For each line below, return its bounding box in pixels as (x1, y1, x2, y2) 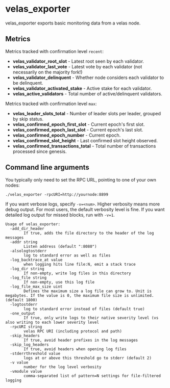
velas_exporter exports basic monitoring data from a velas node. (5, 20, 141, 26)
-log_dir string (10, 266, 44, 271)
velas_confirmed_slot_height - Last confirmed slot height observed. (12, 137, 158, 143)
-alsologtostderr (10, 248, 47, 253)
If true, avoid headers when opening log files (23, 346, 127, 352)
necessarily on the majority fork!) (12, 69, 83, 75)
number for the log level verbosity (23, 364, 102, 370)
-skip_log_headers (10, 342, 50, 347)
